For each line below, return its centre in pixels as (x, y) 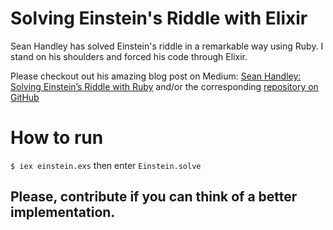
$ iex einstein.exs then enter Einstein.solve (106, 165)
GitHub (25, 97)
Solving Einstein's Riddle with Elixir (159, 18)
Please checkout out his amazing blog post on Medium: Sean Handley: (156, 76)
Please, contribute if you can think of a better (154, 197)
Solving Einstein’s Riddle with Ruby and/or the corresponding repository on (164, 86)
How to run (57, 138)
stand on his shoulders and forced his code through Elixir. (129, 56)
